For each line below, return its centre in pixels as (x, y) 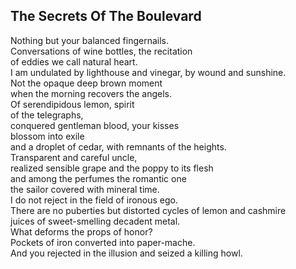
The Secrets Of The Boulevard (106, 16)
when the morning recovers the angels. (91, 93)
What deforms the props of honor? (81, 231)
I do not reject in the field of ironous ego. (94, 200)
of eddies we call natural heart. (74, 61)
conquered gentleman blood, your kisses (95, 125)
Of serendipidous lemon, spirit (72, 104)
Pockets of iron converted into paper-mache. (103, 242)
